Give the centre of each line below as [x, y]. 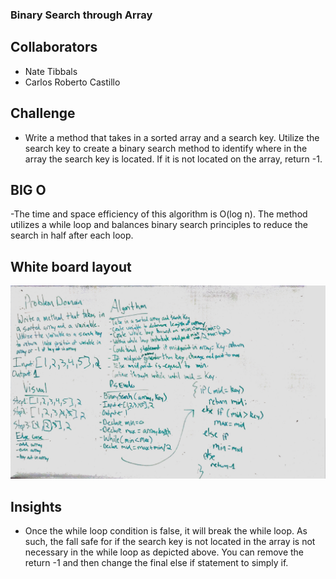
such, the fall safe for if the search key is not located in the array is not [170, 542]
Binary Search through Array [81, 15]
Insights [36, 506]
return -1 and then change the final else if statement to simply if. [156, 563]
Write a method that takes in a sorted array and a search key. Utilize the [172, 137]
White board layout [71, 266]
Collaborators [54, 47]
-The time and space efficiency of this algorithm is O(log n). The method [159, 214]
